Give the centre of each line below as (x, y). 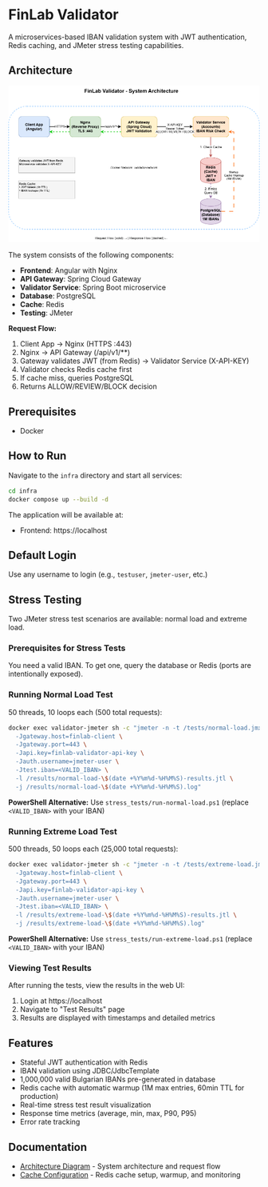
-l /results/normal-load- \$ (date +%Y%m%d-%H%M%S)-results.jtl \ (124, 778)
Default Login (43, 555)
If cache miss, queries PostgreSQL (77, 378)
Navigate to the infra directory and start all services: (95, 475)
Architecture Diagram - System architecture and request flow (120, 1166)
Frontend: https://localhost (63, 530)
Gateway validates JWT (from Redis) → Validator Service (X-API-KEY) (134, 361)
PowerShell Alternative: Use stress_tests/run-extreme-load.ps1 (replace (130, 939)
